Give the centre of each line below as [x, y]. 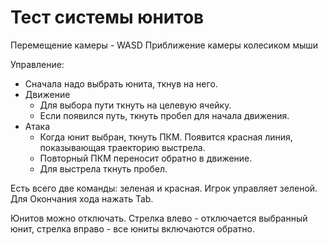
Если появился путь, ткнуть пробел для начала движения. [164, 115]
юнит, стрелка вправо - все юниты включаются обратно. [133, 228]
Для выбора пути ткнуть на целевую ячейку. [135, 105]
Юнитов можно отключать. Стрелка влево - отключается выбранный [159, 218]
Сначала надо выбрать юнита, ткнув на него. [121, 83]
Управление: [37, 64]
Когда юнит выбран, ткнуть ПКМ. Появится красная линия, [166, 137]
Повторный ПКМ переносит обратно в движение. [146, 158]
